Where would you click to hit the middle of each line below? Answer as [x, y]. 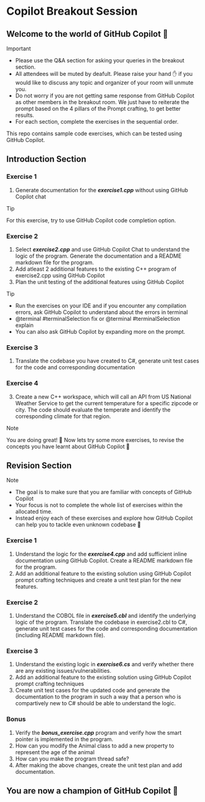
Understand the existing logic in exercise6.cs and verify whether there [104, 664]
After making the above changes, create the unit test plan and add [99, 765]
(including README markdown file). [60, 635]
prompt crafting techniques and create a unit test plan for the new [98, 580]
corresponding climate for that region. [63, 416]
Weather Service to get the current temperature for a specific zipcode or [107, 403]
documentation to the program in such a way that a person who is [98, 697]
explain [24, 325]
